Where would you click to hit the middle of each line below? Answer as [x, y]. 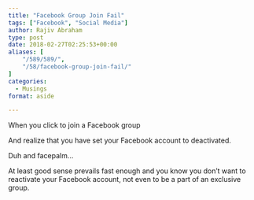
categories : [28, 81]
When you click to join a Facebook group [74, 125]
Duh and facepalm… [41, 156]
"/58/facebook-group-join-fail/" [77, 67]
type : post [26, 37]
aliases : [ [26, 52]
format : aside [31, 96]
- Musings [31, 89]
